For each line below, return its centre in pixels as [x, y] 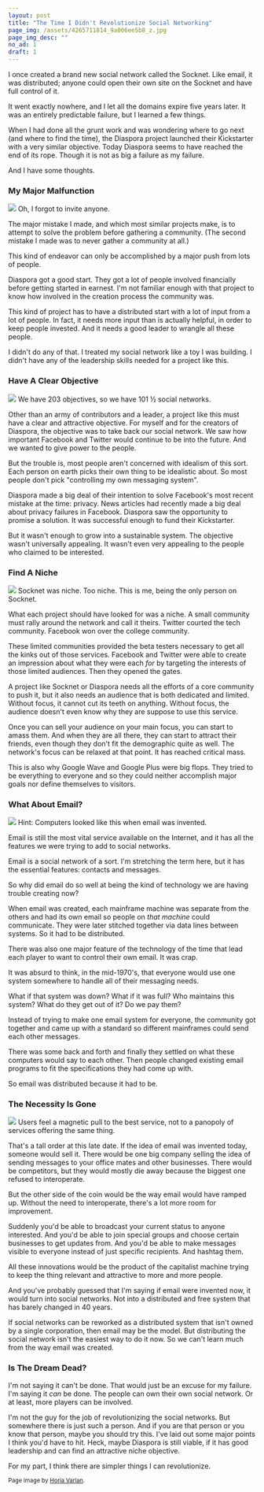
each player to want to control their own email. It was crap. [103, 957]
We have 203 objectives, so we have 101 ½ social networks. [114, 399]
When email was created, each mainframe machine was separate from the [128, 909]
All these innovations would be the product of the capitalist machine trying [128, 1267]
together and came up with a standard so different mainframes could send [128, 1028]
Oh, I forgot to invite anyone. [64, 209]
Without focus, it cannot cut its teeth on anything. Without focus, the [119, 703]
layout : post [29, 15]
